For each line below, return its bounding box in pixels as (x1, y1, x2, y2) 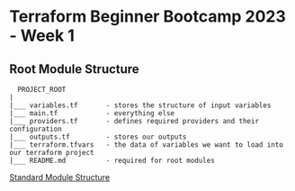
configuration (9, 124, 63, 133)
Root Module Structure (9, 61, 139, 77)
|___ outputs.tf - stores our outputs (9, 132, 187, 141)
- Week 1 (9, 25, 75, 46)
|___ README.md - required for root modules (9, 156, 216, 165)
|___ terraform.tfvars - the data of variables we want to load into (9, 141, 283, 150)
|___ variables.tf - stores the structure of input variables (9, 101, 272, 110)
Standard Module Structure (9, 172, 111, 182)
